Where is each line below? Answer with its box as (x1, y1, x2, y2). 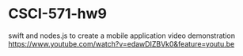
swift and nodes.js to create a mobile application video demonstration (8, 31, 236, 40)
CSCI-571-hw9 (8, 5, 108, 23)
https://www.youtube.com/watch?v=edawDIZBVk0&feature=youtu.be (8, 39, 235, 48)
